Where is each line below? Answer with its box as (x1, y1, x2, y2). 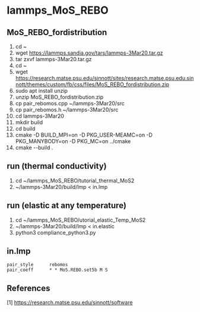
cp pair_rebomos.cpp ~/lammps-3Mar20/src (15, 100, 125, 107)
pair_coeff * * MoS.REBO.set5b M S (7, 267, 109, 273)
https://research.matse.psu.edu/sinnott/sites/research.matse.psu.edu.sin (15, 75, 194, 81)
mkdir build (15, 119, 43, 125)
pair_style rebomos (7, 262, 68, 268)
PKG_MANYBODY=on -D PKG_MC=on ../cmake (15, 138, 131, 144)
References (7, 283, 50, 293)
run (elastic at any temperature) (7, 200, 127, 211)
